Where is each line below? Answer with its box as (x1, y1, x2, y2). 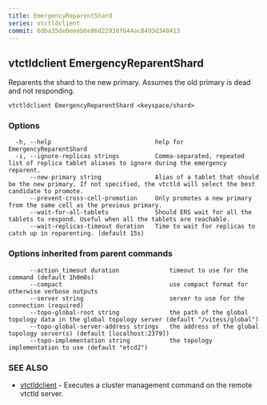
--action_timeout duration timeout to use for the (29, 266, 249, 274)
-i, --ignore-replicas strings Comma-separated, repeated (15, 152, 245, 160)
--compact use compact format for (29, 280, 249, 289)
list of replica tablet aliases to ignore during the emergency (8, 160, 227, 168)
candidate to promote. (8, 188, 84, 196)
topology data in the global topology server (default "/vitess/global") (8, 315, 260, 323)
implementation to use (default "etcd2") (8, 343, 149, 351)
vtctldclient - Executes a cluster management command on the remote (19, 380, 253, 390)
